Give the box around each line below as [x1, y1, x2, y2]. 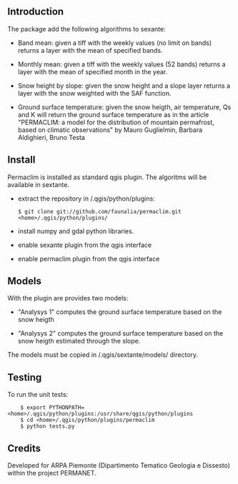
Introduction [7, 6, 64, 18]
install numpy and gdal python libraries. [17, 226, 134, 235]
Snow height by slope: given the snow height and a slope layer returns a [17, 81, 231, 90]
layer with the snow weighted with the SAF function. [17, 89, 172, 97]
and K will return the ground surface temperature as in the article [17, 110, 209, 119]
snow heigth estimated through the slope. [17, 337, 141, 346]
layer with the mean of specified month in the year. [17, 67, 168, 76]
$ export [20, 404, 46, 411]
